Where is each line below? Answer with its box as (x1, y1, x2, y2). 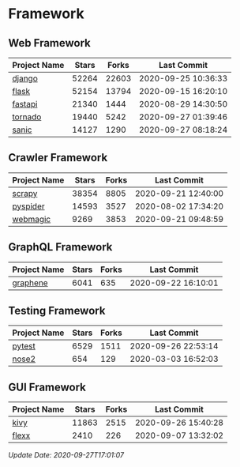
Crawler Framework (8, 151, 108, 164)
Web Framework (8, 36, 91, 50)
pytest (12, 341, 36, 352)
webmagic (12, 213, 51, 224)
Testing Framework (8, 304, 106, 318)
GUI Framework (8, 380, 87, 394)
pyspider (12, 201, 45, 212)
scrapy (12, 187, 38, 198)
